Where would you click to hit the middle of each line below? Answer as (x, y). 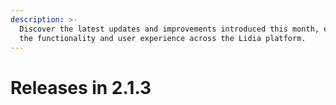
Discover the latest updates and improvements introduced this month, (169, 29)
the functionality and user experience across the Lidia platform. (163, 38)
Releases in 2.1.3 (81, 87)
